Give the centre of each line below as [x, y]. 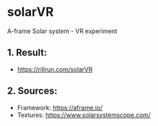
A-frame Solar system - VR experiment [62, 31]
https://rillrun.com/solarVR [55, 69]
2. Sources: [32, 91]
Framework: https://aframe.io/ [60, 107]
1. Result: [27, 53]
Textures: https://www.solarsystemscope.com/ [83, 115]
